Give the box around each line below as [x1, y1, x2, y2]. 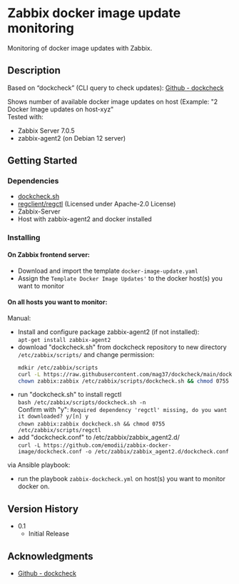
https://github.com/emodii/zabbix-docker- [44, 442, 172, 449]
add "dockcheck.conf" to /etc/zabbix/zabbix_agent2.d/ [17, 433, 180, 442]
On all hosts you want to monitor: [7, 298, 108, 306]
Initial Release [28, 530, 70, 538]
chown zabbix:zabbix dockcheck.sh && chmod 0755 [17, 421, 166, 428]
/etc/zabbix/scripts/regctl [17, 427, 101, 434]
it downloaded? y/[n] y [17, 413, 89, 421]
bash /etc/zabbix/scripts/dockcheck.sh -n [17, 399, 146, 406]
